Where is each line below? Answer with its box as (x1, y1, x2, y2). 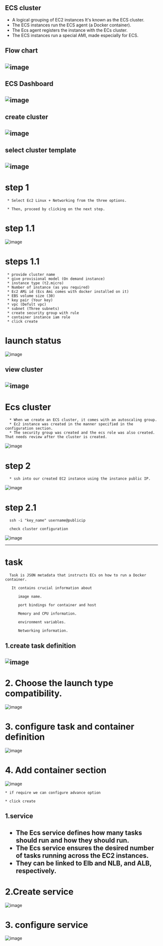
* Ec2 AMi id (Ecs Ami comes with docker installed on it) (7, 289, 130, 294)
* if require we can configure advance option (5, 790, 101, 795)
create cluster (5, 113, 49, 121)
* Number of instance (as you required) (7, 285, 90, 290)
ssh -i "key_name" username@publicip (9, 518, 86, 523)
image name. (17, 594, 42, 599)
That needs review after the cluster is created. (5, 435, 108, 440)
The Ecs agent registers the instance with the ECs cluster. (12, 27, 128, 33)
